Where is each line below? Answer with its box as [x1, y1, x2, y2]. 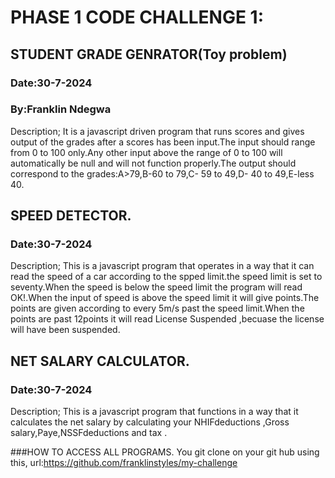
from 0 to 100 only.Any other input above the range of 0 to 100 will [10, 146, 283, 158]
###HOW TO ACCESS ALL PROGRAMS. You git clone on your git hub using [10, 446, 320, 458]
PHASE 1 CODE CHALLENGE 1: [10, 6, 264, 29]
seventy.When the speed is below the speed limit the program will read [10, 281, 303, 293]
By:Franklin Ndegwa [10, 102, 112, 116]
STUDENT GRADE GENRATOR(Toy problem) [10, 46, 288, 63]
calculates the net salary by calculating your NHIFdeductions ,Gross [10, 416, 290, 428]
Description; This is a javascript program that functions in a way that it [10, 406, 299, 418]
